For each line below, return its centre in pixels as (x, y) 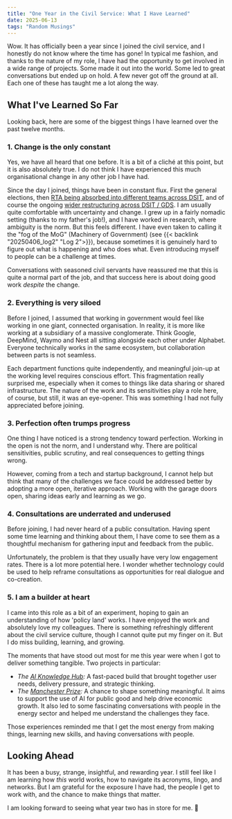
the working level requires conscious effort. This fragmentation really (106, 375)
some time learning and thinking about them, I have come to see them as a (114, 537)
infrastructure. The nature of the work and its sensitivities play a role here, (113, 390)
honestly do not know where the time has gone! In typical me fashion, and (113, 53)
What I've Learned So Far (63, 105)
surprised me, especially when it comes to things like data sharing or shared (116, 383)
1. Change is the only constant (59, 147)
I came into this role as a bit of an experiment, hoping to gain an (98, 612)
